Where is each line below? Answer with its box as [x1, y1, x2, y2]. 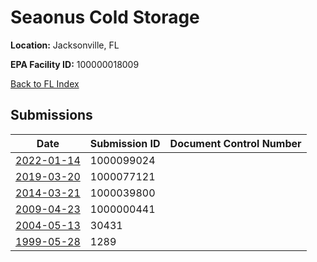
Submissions [10, 107, 93, 124]
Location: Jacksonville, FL [10, 39, 120, 51]
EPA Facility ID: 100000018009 [10, 58, 140, 70]
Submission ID [89, 136, 161, 150]
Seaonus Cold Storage [10, 6, 200, 29]
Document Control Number [169, 136, 302, 150]
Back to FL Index [10, 77, 80, 90]
